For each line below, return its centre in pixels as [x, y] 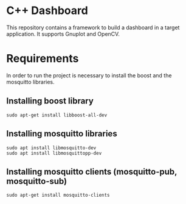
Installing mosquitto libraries [62, 134]
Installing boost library [50, 101]
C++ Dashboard [47, 11]
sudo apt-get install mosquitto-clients [58, 195]
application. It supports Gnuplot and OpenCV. [63, 33]
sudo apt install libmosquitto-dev [51, 148]
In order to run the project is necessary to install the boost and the [89, 75]
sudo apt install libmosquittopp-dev [54, 153]
